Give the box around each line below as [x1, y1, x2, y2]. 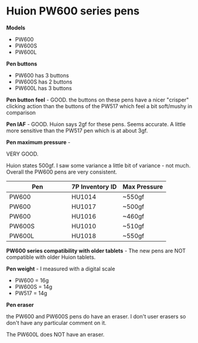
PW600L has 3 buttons [14, 84, 72, 91]
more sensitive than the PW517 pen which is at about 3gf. [6, 127, 148, 134]
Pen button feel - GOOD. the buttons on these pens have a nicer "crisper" [6, 96, 189, 103]
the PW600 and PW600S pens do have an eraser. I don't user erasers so [6, 312, 186, 320]
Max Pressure [122, 182, 163, 190]
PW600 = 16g [14, 276, 49, 284]
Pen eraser [6, 301, 34, 308]
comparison [6, 109, 36, 116]
